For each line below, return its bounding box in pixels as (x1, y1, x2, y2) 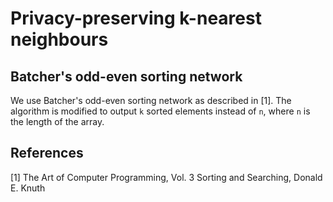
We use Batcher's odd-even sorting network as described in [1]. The (10, 95, 292, 106)
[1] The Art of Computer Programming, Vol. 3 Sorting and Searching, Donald (10, 171, 323, 183)
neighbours (10, 28, 109, 51)
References (10, 145, 84, 162)
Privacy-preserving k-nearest (10, 7, 262, 30)
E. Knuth (10, 182, 46, 194)
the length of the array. (10, 116, 105, 127)
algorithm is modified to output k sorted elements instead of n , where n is (10, 105, 311, 117)
